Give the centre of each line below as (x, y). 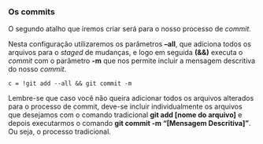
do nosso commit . (37, 69)
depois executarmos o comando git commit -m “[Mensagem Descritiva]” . (130, 124)
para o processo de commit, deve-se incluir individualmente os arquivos (125, 107)
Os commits (31, 12)
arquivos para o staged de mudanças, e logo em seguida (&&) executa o (126, 53)
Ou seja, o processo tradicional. (60, 131)
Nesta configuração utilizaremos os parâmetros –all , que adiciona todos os (130, 44)
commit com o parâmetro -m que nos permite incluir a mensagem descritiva (132, 61)
